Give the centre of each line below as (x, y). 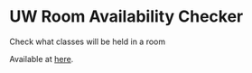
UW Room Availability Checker (126, 17)
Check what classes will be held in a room (87, 41)
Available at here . (42, 59)
